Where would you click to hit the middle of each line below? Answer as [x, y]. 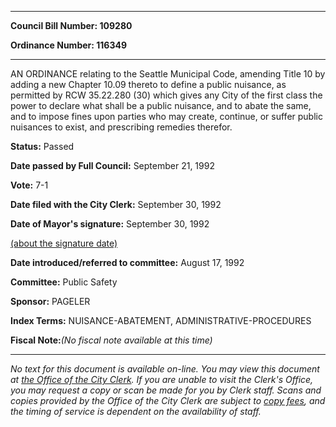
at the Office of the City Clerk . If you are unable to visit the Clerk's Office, [162, 379]
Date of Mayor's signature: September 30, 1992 [110, 224]
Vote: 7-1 [29, 185]
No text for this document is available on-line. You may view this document [165, 369]
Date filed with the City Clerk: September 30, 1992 [116, 204]
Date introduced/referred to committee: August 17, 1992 [127, 262]
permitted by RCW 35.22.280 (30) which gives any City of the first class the [166, 95]
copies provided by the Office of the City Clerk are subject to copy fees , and [168, 400]
